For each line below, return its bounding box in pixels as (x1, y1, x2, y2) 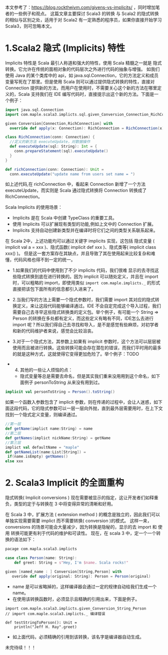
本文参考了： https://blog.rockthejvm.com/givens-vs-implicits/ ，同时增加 (5, 4, 156, 10)
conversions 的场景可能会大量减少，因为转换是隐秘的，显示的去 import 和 (5, 524, 157, 530)
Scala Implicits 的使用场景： (5, 204, 62, 210)
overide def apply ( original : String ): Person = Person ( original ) (11, 574, 151, 579)
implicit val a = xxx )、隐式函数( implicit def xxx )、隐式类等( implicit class (5, 244, 156, 250)
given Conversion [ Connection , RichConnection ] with (5, 121, 113, 126)
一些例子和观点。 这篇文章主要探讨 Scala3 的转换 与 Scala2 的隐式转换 (13, 10, 159, 16)
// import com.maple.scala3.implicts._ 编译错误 (5, 611, 105, 616)
